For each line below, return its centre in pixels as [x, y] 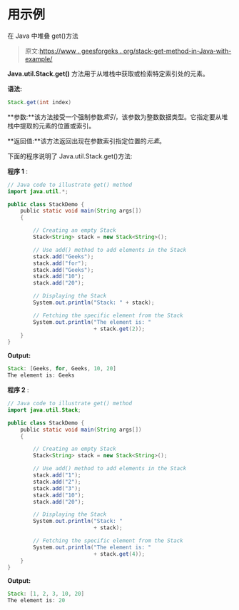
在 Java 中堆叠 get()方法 [43, 36]
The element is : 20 [36, 601]
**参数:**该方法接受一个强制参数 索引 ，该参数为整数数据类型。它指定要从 [115, 117]
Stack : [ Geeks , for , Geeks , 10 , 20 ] [62, 369]
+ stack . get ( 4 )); [119, 554]
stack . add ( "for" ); [60, 263]
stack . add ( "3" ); [57, 488]
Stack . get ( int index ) [40, 102]
